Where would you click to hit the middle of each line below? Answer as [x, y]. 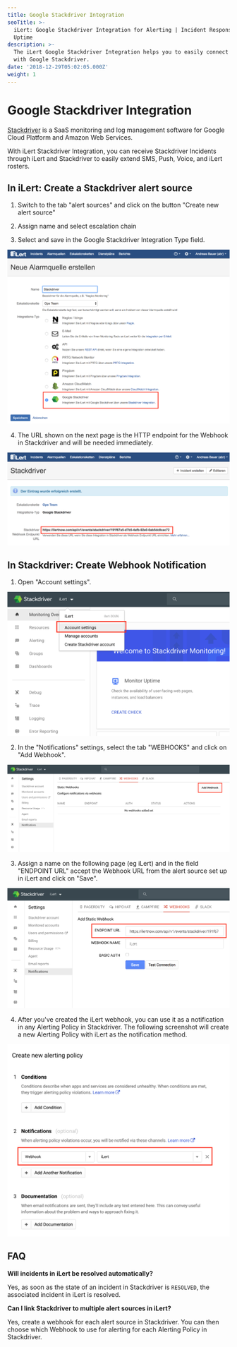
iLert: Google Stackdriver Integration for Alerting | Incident [110, 30]
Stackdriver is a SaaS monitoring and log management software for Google [116, 130]
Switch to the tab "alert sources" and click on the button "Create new [118, 205]
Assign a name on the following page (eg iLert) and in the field [108, 863]
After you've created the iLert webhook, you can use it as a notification [121, 1020]
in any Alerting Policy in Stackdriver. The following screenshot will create [123, 1027]
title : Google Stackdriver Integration [66, 15]
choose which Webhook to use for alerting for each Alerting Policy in [107, 1329]
